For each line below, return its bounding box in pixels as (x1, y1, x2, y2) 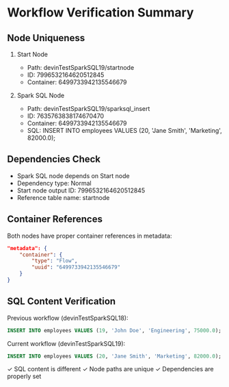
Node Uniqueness (7, 32, 85, 44)
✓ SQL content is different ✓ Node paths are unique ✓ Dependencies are (7, 365, 214, 373)
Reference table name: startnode (16, 193, 110, 201)
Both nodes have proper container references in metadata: (7, 232, 172, 240)
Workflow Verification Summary (7, 5, 194, 21)
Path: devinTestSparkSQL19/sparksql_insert (27, 105, 150, 112)
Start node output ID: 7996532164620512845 (16, 186, 146, 195)
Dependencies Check (7, 153, 101, 165)
